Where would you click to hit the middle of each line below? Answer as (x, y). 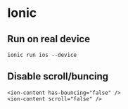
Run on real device (49, 39)
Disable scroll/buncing (58, 76)
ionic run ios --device (42, 55)
